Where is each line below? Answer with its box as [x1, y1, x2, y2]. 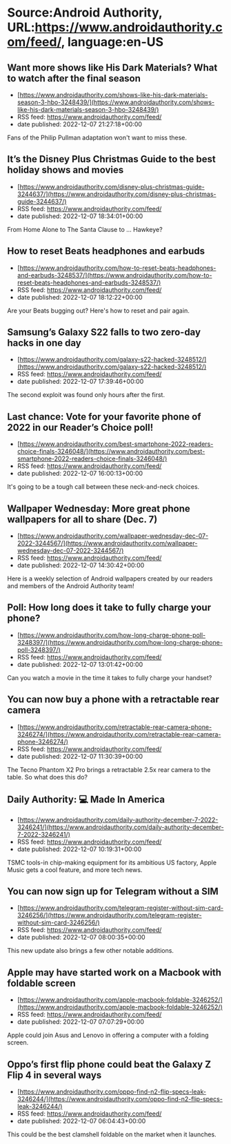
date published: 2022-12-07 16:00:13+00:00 [17, 469, 143, 478]
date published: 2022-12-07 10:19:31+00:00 [17, 844, 142, 853]
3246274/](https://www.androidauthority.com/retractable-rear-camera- [17, 730, 221, 738]
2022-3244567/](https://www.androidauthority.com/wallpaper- [17, 539, 198, 547]
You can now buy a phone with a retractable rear [7, 694, 219, 706]
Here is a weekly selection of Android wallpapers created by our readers [7, 574, 213, 583]
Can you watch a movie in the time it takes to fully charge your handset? [7, 673, 212, 681]
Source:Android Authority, [7, 5, 163, 21]
